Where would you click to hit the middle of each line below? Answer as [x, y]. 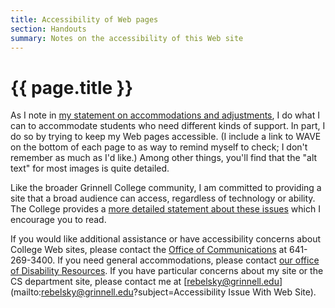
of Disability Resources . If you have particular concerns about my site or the [167, 271]
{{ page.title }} [72, 87]
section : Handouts [48, 29]
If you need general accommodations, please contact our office [188, 260]
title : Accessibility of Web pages [84, 19]
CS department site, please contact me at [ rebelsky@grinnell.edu [145, 282]
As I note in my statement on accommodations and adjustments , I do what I [165, 115]
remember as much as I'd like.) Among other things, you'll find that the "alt [164, 158]
